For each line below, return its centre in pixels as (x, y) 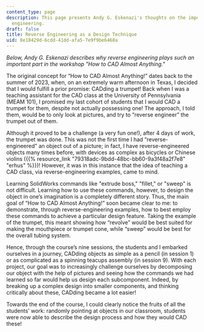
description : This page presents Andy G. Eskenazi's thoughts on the (96, 18)
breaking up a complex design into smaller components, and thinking (93, 286)
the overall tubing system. (39, 235)
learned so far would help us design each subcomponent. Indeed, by (92, 280)
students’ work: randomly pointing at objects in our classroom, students (96, 311)
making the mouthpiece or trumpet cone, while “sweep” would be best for (99, 229)
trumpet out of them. (32, 121)
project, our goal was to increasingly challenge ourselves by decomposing (99, 267)
